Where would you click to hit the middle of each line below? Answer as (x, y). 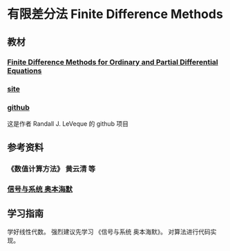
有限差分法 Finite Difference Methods (115, 14)
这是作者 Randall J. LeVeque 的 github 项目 (68, 123)
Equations (25, 71)
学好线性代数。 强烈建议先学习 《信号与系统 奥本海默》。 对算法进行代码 (109, 232)
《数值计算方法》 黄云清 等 (51, 169)
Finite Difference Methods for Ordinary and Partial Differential (113, 62)
